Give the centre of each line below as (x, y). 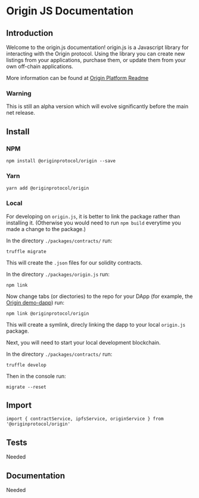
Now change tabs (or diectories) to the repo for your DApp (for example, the (99, 296)
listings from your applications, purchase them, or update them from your (96, 60)
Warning (19, 93)
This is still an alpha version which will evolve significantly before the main (97, 106)
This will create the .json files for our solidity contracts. (74, 262)
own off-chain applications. (40, 66)
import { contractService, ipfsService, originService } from (85, 419)
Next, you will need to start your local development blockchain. (83, 342)
